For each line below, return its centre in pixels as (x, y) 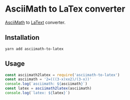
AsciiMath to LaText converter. (35, 22)
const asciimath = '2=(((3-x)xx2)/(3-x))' (48, 79)
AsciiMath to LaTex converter (65, 9)
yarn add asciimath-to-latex (34, 49)
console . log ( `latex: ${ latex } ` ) (37, 93)
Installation (22, 38)
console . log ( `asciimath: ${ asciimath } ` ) (46, 84)
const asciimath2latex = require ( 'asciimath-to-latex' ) (62, 75)
